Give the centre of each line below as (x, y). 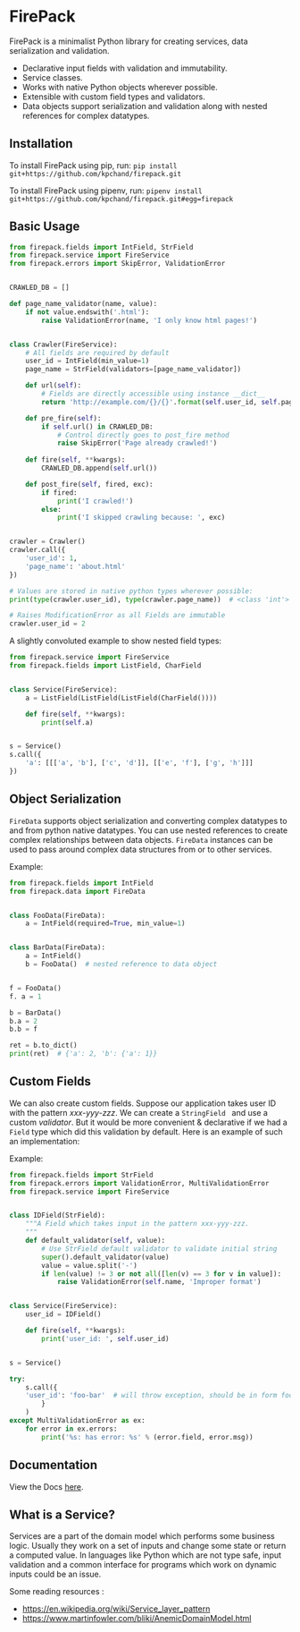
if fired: (59, 493)
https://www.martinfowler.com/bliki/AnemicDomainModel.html (137, 1619)
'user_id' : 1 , (51, 558)
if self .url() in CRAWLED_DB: (97, 427)
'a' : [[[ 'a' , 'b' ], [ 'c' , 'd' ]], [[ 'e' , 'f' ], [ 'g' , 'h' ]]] (139, 763)
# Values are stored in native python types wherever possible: (131, 591)
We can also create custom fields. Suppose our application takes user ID (143, 1103)
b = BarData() (36, 1013)
